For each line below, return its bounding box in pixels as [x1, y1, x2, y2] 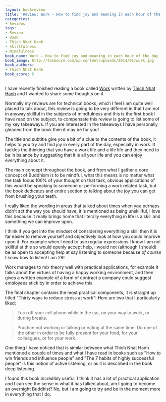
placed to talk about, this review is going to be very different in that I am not [5, 105, 160, 112]
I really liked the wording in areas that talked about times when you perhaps [5, 203, 160, 209]
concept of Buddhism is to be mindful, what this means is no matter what [5, 172, 155, 178]
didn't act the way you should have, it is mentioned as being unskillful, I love [5, 208, 161, 214]
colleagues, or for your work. [17, 335, 77, 341]
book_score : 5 [5, 72, 35, 77]
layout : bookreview [5, 7, 46, 12]
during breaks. [17, 315, 48, 321]
